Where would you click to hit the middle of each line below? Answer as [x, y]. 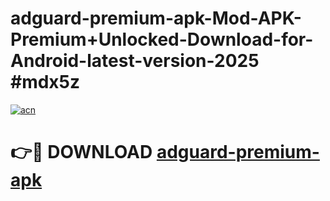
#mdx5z [45, 82]
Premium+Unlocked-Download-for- [162, 39]
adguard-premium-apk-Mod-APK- [156, 18]
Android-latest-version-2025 [135, 61]
